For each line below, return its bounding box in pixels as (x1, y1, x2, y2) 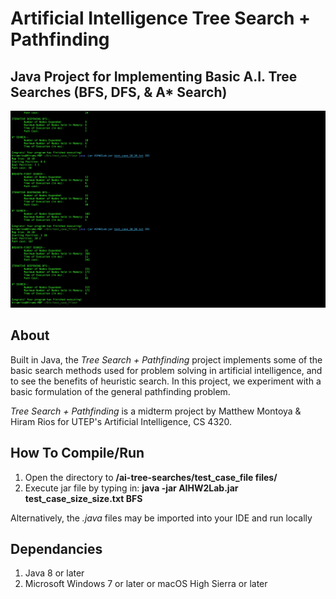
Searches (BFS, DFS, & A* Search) (10, 83, 228, 101)
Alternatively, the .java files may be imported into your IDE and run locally (10, 512, 313, 524)
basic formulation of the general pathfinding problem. (10, 385, 231, 397)
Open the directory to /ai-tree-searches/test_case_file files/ (24, 471, 278, 483)
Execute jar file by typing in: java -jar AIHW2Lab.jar (24, 482, 239, 494)
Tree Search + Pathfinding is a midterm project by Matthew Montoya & (10, 405, 302, 417)
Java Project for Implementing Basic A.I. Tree (10, 68, 298, 85)
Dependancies (10, 541, 103, 558)
